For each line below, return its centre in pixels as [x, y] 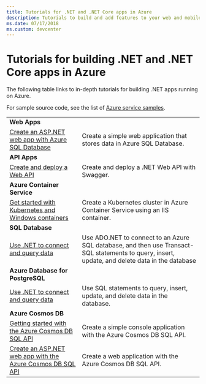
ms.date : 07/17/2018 [33, 23]
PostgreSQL [27, 278]
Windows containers [39, 218]
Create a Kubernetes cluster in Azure [135, 203]
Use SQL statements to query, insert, [135, 288]
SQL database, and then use [123, 246]
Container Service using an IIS [125, 210]
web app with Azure [38, 140]
